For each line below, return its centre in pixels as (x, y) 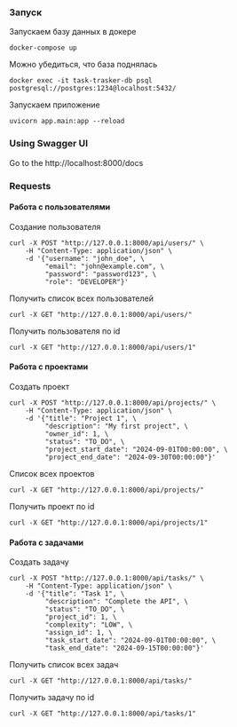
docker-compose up (43, 48)
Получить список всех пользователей (81, 298)
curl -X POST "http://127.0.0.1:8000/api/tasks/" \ (107, 579)
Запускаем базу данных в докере (73, 32)
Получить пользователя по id (65, 331)
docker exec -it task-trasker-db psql (81, 81)
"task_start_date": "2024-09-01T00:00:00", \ (130, 641)
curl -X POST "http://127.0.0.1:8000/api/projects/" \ (113, 403)
